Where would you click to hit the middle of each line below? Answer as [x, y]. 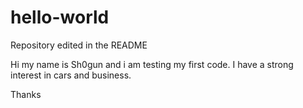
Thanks [26, 94]
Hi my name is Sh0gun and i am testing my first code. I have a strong [152, 64]
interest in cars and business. [71, 75]
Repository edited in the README [79, 45]
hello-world [60, 17]
